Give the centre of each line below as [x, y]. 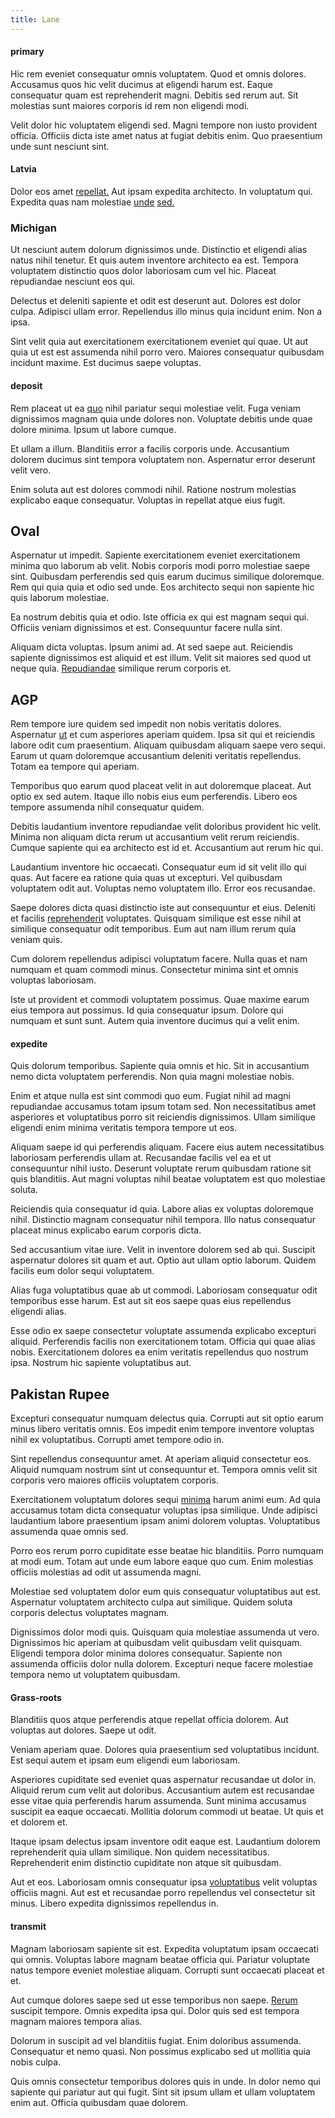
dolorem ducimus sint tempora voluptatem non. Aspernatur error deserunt [163, 459]
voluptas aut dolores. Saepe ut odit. [83, 1730]
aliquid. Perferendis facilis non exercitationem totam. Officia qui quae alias [163, 1342]
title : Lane [35, 19]
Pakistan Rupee [60, 1394]
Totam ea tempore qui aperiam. [75, 767]
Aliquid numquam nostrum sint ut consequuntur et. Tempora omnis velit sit [164, 1470]
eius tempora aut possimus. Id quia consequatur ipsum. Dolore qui [147, 1010]
